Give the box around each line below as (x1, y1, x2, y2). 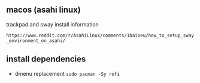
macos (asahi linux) (6, 5, 81, 15)
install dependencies (6, 54, 86, 64)
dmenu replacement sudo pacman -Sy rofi (14, 70, 120, 77)
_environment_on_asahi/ (6, 37, 66, 44)
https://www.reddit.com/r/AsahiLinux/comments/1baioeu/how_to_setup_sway (6, 32, 195, 38)
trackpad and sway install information (6, 20, 99, 28)
